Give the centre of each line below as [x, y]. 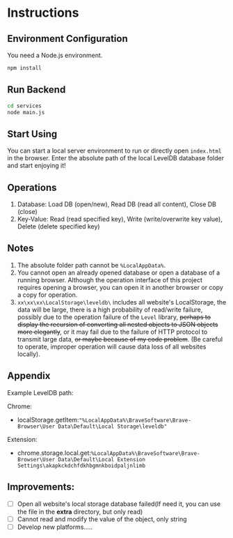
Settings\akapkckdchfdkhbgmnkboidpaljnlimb [81, 466]
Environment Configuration [67, 39]
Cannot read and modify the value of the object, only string [102, 519]
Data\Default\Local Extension [102, 459]
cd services [24, 106]
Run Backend [37, 90]
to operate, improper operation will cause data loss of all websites [112, 346]
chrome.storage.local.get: [54, 453]
